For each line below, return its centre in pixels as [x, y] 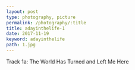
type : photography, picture [41, 17]
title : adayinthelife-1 [36, 28]
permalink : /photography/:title [46, 23]
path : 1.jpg [21, 45]
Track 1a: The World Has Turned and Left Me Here [67, 61]
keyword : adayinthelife [36, 39]
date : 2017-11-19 [28, 34]
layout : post [22, 12]
